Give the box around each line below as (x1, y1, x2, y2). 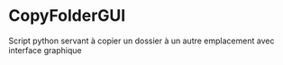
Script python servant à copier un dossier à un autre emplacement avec (8, 35, 275, 46)
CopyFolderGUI (8, 5, 126, 26)
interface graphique (8, 44, 82, 55)
